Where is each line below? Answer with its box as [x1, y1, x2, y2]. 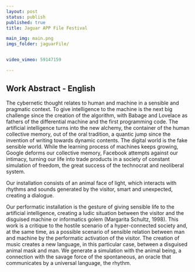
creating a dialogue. [6, 192, 54, 199]
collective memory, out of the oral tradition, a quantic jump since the [6, 130, 171, 137]
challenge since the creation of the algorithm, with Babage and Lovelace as [6, 112, 188, 119]
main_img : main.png [6, 36, 54, 42]
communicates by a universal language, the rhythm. [6, 259, 131, 266]
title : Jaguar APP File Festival [6, 25, 88, 31]
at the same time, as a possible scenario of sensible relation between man [6, 228, 185, 235]
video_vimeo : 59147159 [6, 57, 61, 63]
